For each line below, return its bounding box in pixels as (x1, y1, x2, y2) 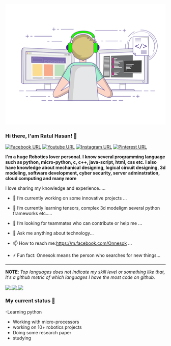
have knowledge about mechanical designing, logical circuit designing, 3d (5, 164, 166, 171)
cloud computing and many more (5, 176, 77, 182)
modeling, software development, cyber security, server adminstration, (5, 170, 160, 176)
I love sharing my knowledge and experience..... (5, 185, 106, 191)
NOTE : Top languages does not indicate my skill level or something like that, (5, 269, 165, 275)
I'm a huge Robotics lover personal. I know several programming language (5, 154, 165, 160)
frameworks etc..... (12, 210, 52, 217)
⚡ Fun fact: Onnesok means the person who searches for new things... (12, 252, 161, 258)
